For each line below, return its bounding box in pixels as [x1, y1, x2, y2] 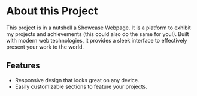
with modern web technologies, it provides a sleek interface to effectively [6, 37, 187, 44]
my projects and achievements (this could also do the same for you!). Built [6, 30, 189, 37]
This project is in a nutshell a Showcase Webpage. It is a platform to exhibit [6, 24, 192, 31]
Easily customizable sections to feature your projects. [14, 83, 148, 90]
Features [6, 61, 40, 71]
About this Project [6, 4, 98, 18]
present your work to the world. [6, 43, 84, 50]
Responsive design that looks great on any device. [14, 76, 140, 83]
